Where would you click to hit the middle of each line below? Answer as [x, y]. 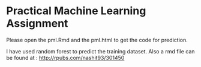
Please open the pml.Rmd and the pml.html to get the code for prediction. [97, 40]
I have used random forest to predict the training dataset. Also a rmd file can [100, 51]
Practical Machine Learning [76, 11]
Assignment [37, 23]
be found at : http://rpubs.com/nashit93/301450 [65, 58]
